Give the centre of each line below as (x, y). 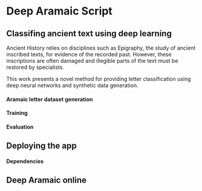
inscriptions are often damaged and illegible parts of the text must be (92, 61)
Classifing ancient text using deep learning (89, 34)
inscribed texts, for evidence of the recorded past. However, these (89, 54)
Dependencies (25, 161)
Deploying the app (41, 146)
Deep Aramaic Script (60, 11)
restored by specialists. (35, 67)
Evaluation (20, 127)
